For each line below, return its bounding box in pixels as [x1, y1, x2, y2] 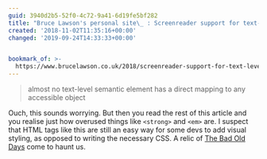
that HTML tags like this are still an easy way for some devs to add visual [8, 125, 246, 134]
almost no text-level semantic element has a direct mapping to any [27, 84, 246, 94]
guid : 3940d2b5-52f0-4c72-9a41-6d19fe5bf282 [8, 11, 158, 20]
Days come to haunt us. [8, 142, 86, 151]
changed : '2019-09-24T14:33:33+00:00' [8, 33, 137, 42]
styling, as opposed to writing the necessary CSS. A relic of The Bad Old [8, 134, 246, 143]
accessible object [27, 93, 86, 102]
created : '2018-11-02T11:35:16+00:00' [8, 26, 137, 34]
